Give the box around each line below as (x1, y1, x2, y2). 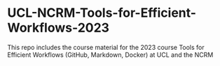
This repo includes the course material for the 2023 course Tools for (7, 43, 205, 51)
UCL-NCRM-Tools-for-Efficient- (7, 5, 197, 21)
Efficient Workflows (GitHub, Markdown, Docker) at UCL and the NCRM (7, 51, 214, 59)
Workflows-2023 (7, 20, 110, 36)
